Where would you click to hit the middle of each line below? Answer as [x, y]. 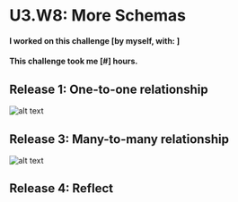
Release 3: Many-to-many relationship [119, 139]
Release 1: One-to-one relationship [109, 89]
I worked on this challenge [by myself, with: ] [95, 40]
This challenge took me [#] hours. [74, 61]
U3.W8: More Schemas [98, 16]
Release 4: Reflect [62, 189]
